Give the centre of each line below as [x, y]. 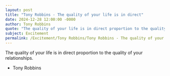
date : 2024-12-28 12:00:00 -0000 [40, 19]
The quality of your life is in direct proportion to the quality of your [74, 52]
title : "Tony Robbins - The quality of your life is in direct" [74, 15]
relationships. [19, 58]
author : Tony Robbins [28, 24]
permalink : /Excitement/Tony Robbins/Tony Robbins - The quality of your [85, 39]
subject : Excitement [27, 33]
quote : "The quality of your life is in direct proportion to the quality [86, 29]
